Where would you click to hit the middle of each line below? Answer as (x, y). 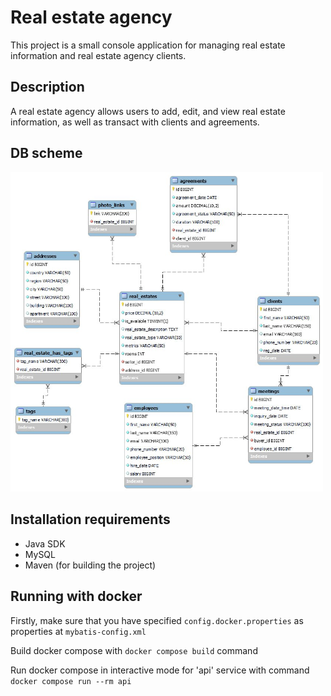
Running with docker (76, 596)
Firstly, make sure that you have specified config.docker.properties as (157, 620)
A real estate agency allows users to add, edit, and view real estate (148, 111)
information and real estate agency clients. (98, 55)
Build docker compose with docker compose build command (134, 650)
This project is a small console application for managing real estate (148, 45)
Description (47, 87)
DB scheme (46, 153)
